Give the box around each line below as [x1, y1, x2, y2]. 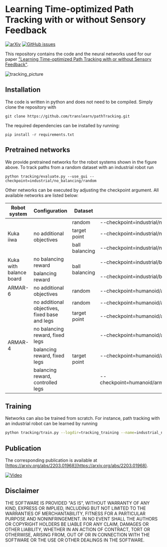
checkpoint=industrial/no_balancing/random [5, 178, 97, 183]
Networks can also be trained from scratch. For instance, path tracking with [5, 415, 160, 421]
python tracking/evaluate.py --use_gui [5, 174, 88, 179]
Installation [5, 86, 41, 94]
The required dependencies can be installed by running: [5, 122, 120, 128]
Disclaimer [5, 487, 39, 495]
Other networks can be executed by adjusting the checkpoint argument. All [5, 187, 159, 193]
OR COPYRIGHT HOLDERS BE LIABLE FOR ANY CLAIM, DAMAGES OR [5, 521, 149, 527]
